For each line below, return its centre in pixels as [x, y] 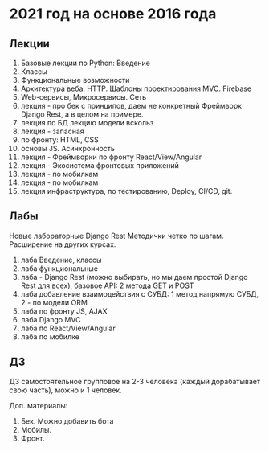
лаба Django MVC [51, 319]
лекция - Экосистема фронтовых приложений [100, 165]
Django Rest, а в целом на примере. [82, 114]
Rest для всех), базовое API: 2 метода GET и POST [107, 285]
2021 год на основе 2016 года [113, 14]
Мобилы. [36, 429]
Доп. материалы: [39, 405]
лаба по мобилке [50, 336]
